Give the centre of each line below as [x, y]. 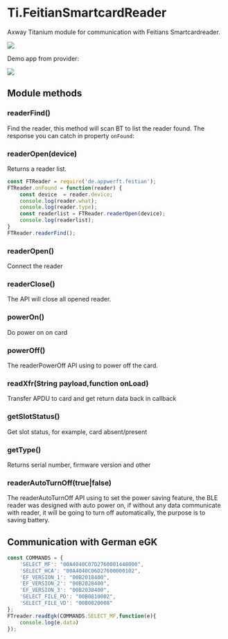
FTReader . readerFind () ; [42, 233]
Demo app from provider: [43, 58]
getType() [24, 449]
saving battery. [28, 520]
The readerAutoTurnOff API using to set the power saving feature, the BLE [113, 498]
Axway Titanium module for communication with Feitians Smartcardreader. [114, 32]
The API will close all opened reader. [59, 299]
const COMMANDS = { [35, 558]
